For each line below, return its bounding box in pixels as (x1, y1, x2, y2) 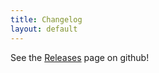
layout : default (10, 24, 78, 34)
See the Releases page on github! (10, 51, 150, 63)
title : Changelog (10, 14, 83, 25)
